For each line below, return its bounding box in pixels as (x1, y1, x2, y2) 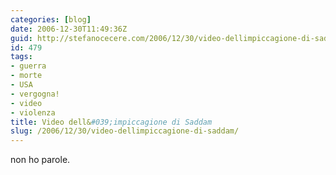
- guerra (10, 61, 47, 71)
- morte (10, 71, 43, 81)
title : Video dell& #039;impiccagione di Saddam (10, 117, 213, 127)
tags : (10, 52, 33, 62)
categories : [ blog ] (10, 14, 92, 25)
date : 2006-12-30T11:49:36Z (10, 24, 128, 34)
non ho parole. (10, 154, 71, 166)
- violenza (10, 107, 56, 118)
